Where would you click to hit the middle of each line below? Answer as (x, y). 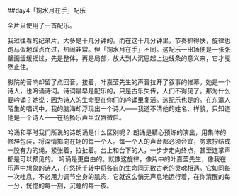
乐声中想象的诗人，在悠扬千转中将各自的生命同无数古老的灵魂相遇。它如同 (116, 168)
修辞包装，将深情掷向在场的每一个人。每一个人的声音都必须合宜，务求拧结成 (119, 141)
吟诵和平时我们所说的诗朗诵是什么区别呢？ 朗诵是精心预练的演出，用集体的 (117, 132)
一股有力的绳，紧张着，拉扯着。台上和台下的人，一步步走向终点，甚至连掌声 (119, 150)
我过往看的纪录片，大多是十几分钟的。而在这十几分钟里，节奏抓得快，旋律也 (119, 40)
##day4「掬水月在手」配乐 (47, 10)
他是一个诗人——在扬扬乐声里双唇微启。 (66, 117)
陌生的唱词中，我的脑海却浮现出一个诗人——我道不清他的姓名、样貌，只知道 (119, 109)
